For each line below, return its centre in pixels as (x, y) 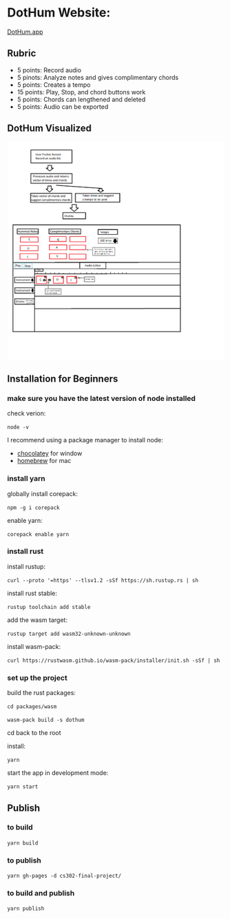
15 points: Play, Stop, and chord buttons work (81, 92)
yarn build (23, 843)
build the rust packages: (41, 693)
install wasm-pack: (34, 646)
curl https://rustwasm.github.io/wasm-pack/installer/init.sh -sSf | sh (114, 660)
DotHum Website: (59, 13)
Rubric (22, 53)
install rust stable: (32, 593)
